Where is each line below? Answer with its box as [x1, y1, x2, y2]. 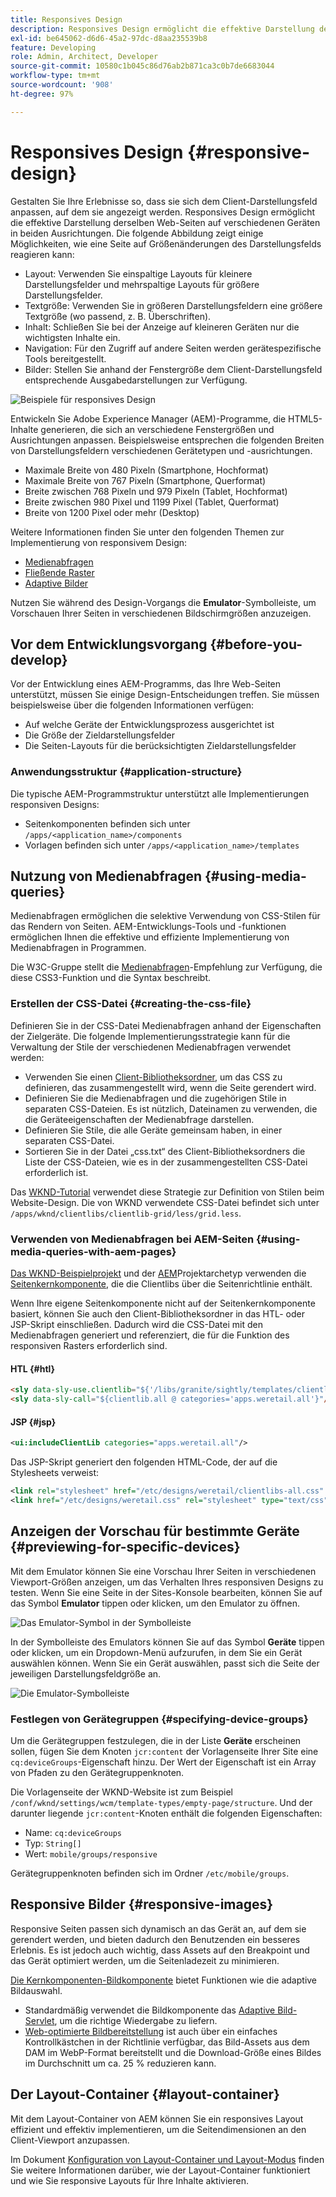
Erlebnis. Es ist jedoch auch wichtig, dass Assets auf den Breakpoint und [10, 1944, 310, 1956]
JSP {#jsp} [10, 1416, 57, 1428]
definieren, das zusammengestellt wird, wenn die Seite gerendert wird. [24, 1081, 317, 1093]
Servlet [24, 2014, 55, 2026]
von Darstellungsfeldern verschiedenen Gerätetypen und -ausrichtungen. [10, 444, 313, 456]
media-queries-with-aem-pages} [10, 1244, 177, 1258]
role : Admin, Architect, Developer [10, 52, 159, 62]
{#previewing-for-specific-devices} [10, 1539, 241, 1556]
